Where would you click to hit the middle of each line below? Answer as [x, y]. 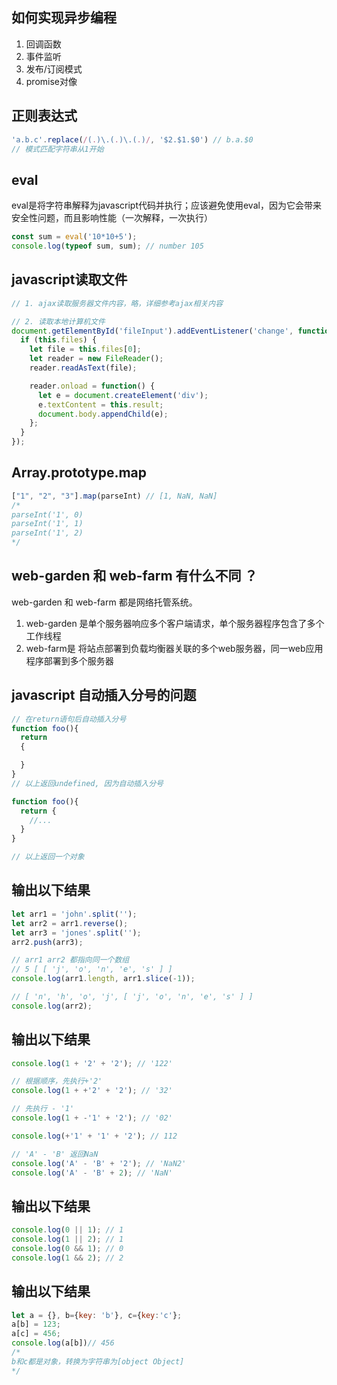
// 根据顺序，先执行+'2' [57, 1081]
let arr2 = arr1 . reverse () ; [70, 923]
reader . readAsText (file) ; [83, 368]
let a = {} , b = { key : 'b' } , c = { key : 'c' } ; [97, 1315]
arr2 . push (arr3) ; [47, 942]
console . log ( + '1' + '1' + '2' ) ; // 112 [94, 1136]
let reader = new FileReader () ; [96, 359]
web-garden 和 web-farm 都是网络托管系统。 [104, 602]
